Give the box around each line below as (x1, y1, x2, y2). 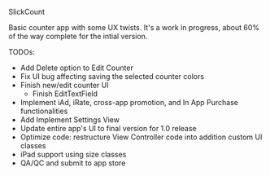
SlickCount (8, 7, 46, 16)
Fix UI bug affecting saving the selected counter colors (20, 72, 205, 81)
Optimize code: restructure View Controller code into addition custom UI (20, 132, 263, 142)
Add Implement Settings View (20, 115, 120, 125)
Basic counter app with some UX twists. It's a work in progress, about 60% (8, 23, 260, 32)
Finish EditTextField (32, 89, 98, 99)
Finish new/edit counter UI (20, 81, 109, 90)
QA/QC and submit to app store (20, 158, 126, 168)
